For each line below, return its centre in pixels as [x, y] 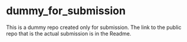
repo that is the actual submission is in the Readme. [69, 33]
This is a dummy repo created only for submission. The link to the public [94, 27]
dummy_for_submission [66, 11]
